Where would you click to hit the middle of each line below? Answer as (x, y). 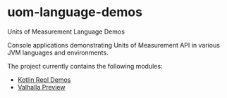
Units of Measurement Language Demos (66, 31)
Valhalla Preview (41, 87)
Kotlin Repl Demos (44, 79)
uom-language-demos (75, 12)
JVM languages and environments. (58, 52)
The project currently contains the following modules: (85, 66)
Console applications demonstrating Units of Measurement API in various (114, 45)
